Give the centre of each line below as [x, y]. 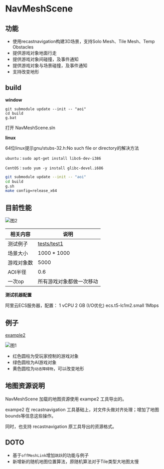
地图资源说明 [25, 386]
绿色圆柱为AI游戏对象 [34, 362]
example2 [16, 335]
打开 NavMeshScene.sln [30, 128]
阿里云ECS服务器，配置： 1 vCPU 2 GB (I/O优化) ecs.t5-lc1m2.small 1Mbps [82, 305]
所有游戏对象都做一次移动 [68, 282]
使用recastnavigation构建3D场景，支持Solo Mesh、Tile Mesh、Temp [84, 41]
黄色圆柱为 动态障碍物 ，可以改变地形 [48, 368]
